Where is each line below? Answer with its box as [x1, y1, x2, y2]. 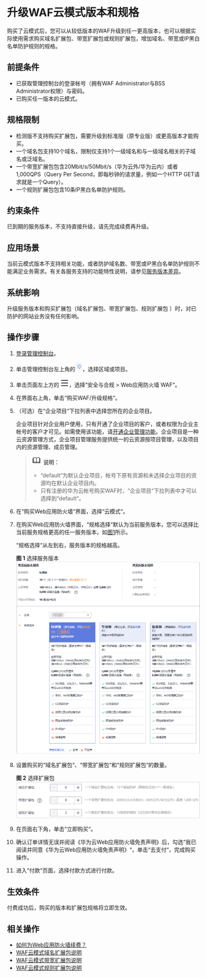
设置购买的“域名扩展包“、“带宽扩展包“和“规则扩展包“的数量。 [15, 761, 170, 768]
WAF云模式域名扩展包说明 [15, 949, 82, 956]
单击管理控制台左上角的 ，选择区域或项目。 [15, 365, 131, 373]
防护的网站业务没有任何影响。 [7, 312, 82, 320]
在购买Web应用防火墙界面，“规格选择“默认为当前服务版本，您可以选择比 [15, 520, 199, 528]
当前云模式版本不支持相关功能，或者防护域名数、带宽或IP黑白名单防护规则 [7, 260, 195, 268]
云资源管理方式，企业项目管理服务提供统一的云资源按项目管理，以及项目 [15, 435, 199, 442]
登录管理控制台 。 [15, 349, 59, 357]
